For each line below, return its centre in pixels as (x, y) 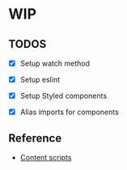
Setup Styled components (63, 96)
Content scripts (46, 158)
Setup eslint (40, 80)
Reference (35, 138)
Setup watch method (55, 63)
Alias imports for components (69, 112)
